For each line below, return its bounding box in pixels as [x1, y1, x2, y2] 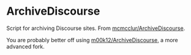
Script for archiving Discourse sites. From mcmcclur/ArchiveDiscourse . [6, 24, 185, 32]
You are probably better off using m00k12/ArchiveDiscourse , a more [6, 36, 179, 43]
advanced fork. [6, 43, 45, 50]
